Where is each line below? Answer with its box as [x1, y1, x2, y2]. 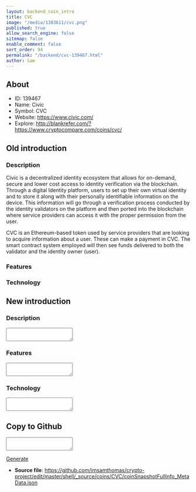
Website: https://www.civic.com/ [14, 114, 94, 121]
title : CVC [6, 14, 33, 20]
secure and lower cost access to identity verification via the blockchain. [6, 180, 179, 187]
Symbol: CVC [14, 107, 47, 114]
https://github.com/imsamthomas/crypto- [44, 466, 145, 473]
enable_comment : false [6, 42, 61, 48]
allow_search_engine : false [6, 31, 75, 36]
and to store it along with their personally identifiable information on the [6, 193, 178, 200]
